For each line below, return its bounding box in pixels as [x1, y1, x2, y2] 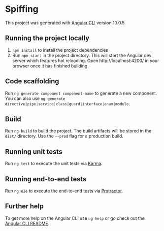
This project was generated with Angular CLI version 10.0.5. [5, 20, 126, 26]
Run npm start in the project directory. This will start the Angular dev [12, 52, 152, 58]
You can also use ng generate [5, 95, 66, 101]
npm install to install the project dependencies [12, 47, 108, 53]
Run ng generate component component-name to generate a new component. [5, 90, 158, 96]
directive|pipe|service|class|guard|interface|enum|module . [5, 100, 130, 106]
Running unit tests [5, 147, 63, 156]
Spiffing [5, 3, 38, 15]
